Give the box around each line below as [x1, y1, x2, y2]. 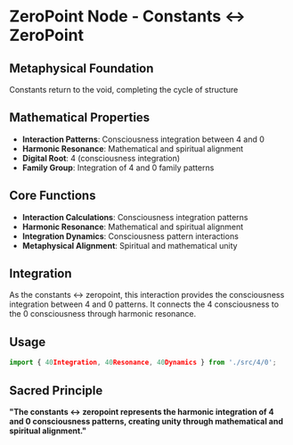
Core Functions [9, 188, 96, 203]
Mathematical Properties [9, 110, 151, 126]
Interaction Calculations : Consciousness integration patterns [21, 211, 248, 222]
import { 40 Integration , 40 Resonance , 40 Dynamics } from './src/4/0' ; [9, 358, 277, 367]
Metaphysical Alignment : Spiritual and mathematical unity [21, 240, 238, 251]
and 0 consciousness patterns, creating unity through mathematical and [9, 416, 283, 426]
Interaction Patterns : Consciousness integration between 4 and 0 [21, 134, 265, 144]
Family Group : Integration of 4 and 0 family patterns [21, 162, 215, 173]
